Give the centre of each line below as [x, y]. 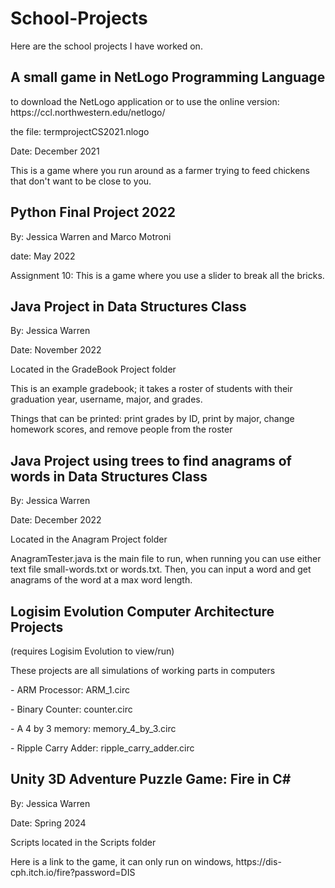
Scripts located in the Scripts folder [83, 842]
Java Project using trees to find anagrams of [151, 460]
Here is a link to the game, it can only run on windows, [122, 861]
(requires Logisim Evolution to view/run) [92, 651]
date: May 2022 [43, 256]
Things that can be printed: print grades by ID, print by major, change [152, 419]
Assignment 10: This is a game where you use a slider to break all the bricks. [167, 275]
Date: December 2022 [56, 520]
